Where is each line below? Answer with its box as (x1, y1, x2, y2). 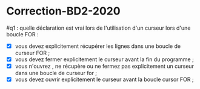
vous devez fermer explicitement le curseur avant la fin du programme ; (15, 56, 194, 63)
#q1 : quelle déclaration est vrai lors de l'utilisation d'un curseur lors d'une (6, 24, 191, 31)
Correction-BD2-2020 (6, 4, 121, 18)
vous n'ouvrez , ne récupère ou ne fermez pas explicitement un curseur (15, 62, 194, 70)
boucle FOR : (6, 30, 39, 38)
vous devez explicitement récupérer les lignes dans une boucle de (15, 42, 181, 50)
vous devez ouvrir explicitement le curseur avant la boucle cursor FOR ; (15, 76, 194, 83)
